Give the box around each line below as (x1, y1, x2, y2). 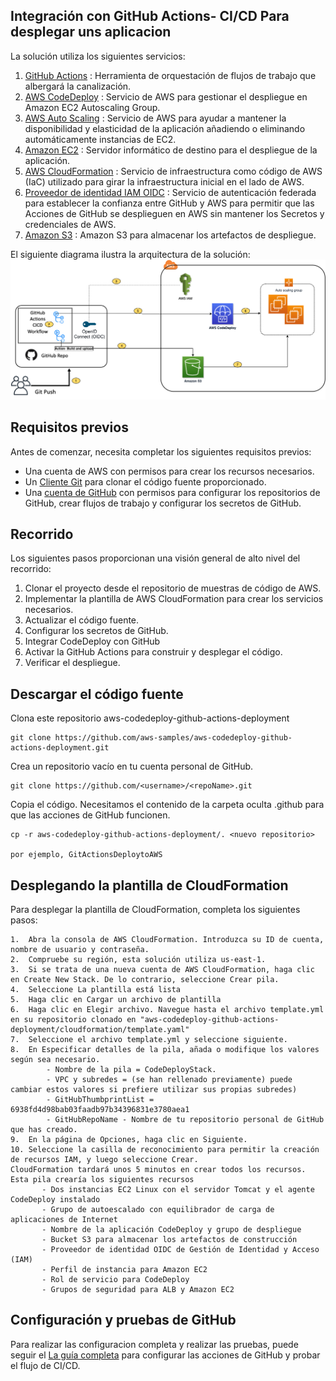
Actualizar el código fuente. (24, 614, 140, 626)
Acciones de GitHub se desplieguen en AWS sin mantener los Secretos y (24, 207, 325, 219)
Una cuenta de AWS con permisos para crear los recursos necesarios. (24, 465, 315, 477)
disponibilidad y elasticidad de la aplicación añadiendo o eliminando (24, 122, 306, 134)
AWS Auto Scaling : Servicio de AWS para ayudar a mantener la (24, 112, 287, 124)
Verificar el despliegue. (24, 657, 121, 669)
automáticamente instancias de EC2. (24, 133, 177, 145)
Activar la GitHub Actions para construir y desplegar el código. (24, 646, 283, 658)
